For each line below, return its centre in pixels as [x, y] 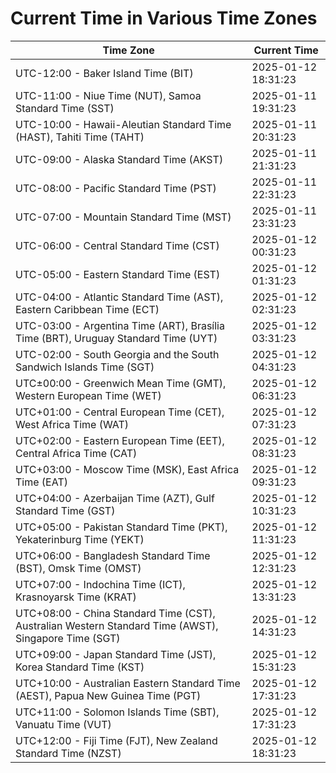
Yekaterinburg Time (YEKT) [80, 539]
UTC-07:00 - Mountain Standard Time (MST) [123, 217]
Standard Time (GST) [65, 510]
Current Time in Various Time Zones [164, 18]
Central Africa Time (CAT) [76, 453]
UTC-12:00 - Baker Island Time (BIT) [104, 73]
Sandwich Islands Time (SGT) [85, 367]
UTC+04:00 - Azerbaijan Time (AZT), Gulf [115, 498]
